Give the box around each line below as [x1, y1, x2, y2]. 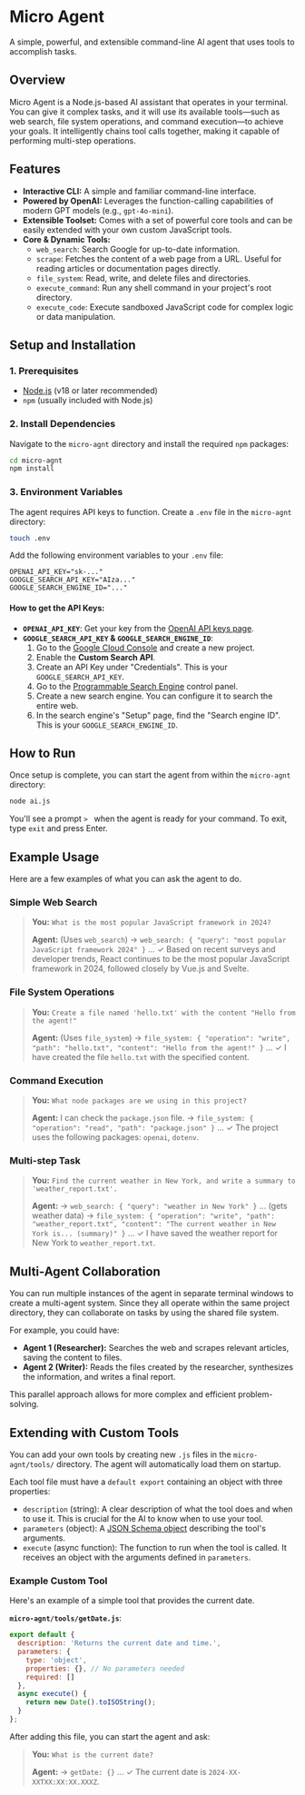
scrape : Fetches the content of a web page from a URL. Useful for [35, 253, 282, 264]
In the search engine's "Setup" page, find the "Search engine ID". [35, 709, 281, 720]
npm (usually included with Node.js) [22, 395, 153, 406]
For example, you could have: [9, 1324, 120, 1336]
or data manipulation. [35, 311, 116, 322]
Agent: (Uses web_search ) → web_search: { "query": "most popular [31, 934, 287, 946]
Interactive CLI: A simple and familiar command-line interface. [22, 185, 257, 196]
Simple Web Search [9, 897, 98, 909]
